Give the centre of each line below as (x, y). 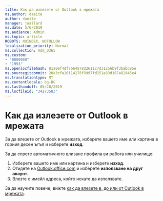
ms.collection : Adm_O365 (30, 50)
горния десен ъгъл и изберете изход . (44, 144)
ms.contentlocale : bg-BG (30, 82)
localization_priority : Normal (37, 46)
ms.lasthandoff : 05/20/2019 (34, 87)
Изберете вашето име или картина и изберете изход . (68, 163)
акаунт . (20, 174)
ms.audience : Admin (25, 32)
